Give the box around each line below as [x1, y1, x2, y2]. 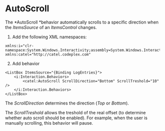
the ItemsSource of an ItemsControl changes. [5, 24, 97, 30]
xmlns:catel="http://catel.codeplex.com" [5, 52, 91, 57]
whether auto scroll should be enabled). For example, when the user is [5, 115, 148, 121]
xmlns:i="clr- [5, 43, 34, 48]
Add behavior [12, 60, 40, 66]
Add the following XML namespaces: [12, 34, 87, 40]
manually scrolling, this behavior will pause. [5, 120, 93, 126]
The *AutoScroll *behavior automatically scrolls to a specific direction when [5, 19, 159, 25]
